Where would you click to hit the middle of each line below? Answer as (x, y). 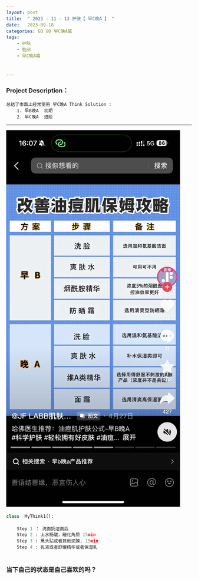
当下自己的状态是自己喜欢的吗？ (52, 570)
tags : (13, 37)
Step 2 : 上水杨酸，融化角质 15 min (56, 535)
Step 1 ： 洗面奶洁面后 (43, 529)
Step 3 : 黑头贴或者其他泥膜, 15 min (58, 541)
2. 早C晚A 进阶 (35, 117)
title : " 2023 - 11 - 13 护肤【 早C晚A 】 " (60, 19)
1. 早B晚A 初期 (35, 111)
